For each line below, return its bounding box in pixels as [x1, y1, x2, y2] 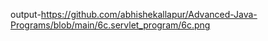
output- [10, 9, 42, 20]
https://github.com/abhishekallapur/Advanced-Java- [40, 9, 258, 20]
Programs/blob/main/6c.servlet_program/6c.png [10, 19, 211, 31]
